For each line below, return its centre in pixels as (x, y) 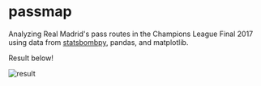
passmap (41, 12)
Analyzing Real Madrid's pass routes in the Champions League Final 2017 (131, 34)
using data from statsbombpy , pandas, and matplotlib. (98, 42)
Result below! (31, 58)
